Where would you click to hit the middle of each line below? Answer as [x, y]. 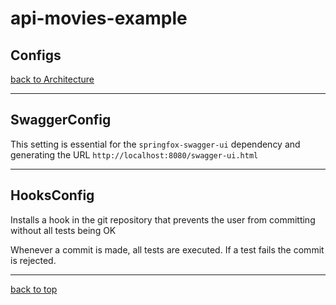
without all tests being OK [63, 230]
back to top [34, 289]
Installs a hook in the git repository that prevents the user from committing [163, 219]
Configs [36, 55]
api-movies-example [99, 18]
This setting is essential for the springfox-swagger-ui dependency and [155, 144]
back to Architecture [52, 79]
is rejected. [33, 260]
